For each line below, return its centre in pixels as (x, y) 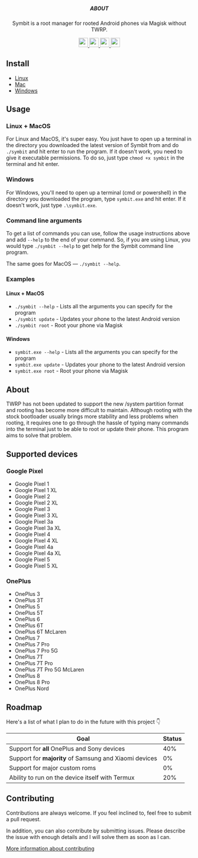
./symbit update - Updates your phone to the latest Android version (97, 319)
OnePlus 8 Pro (32, 682)
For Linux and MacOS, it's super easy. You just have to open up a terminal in (99, 139)
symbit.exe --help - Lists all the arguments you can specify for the (96, 352)
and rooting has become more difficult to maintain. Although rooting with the (99, 410)
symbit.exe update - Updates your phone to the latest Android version (100, 365)
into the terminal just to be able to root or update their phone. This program (98, 429)
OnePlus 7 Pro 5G (36, 651)
